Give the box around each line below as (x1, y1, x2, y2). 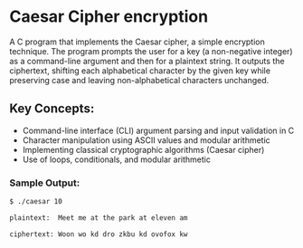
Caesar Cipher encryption (9, 6, 209, 27)
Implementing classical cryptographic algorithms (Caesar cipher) (22, 144, 265, 155)
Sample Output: (9, 176, 80, 189)
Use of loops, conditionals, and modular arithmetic (22, 154, 211, 165)
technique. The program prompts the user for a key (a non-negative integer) (9, 45, 293, 56)
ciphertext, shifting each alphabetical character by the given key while (9, 65, 271, 76)
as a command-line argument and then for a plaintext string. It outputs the (9, 55, 285, 66)
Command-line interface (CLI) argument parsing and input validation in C (22, 125, 295, 136)
